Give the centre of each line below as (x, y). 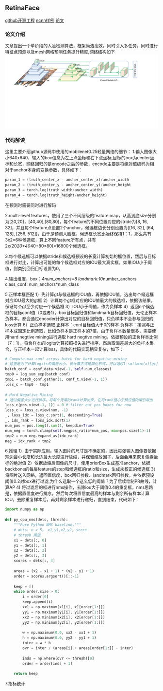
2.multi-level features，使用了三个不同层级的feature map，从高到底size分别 (81, 215)
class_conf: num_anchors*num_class (42, 284)
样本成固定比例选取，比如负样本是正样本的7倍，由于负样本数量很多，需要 (78, 331)
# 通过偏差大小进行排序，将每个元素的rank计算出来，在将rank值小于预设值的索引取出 (79, 400)
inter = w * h (37, 643)
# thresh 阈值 (27, 535)
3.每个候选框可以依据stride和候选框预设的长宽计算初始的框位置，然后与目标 (81, 256)
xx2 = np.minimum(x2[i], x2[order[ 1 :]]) (64, 617)
